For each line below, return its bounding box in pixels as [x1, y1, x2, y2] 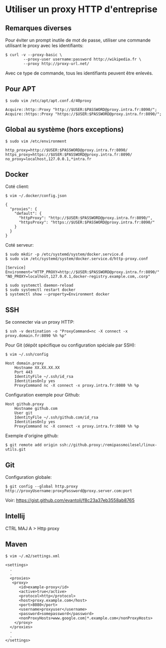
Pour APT [5, 85, 36, 93]
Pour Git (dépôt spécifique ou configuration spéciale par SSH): [5, 342, 136, 348]
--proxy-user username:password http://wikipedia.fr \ [23, 57, 142, 62]
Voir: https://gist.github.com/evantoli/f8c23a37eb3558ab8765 [5, 498, 135, 504]
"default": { [14, 211, 42, 216]
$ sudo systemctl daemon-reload [5, 283, 73, 288]
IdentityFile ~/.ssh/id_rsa [14, 374, 73, 379]
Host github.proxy [5, 402, 44, 407]
